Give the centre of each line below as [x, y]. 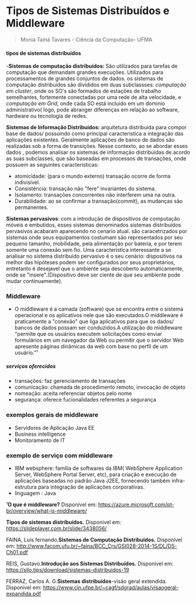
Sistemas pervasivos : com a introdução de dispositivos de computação [93, 219]
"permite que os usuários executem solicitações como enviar [88, 334]
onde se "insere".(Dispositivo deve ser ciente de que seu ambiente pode [93, 275]
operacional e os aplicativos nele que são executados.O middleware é [99, 315]
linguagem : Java [35, 493]
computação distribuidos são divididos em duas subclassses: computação [96, 85]
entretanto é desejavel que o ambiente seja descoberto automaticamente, [95, 269]
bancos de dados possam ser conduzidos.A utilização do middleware [98, 328]
